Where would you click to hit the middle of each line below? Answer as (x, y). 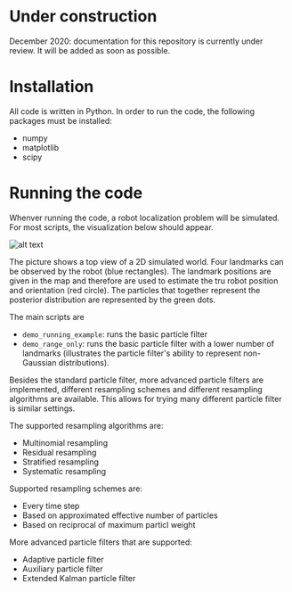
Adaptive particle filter (63, 559)
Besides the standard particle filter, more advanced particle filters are (137, 380)
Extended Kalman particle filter (79, 578)
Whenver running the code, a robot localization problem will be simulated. (145, 218)
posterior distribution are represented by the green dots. (113, 300)
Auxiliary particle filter (63, 569)
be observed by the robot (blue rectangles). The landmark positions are (140, 271)
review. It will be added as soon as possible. (90, 50)
